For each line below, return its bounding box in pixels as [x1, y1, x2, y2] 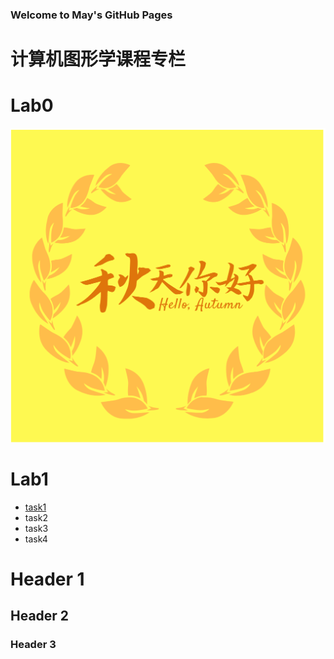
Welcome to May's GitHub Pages [10, 8, 173, 22]
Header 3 [10, 638, 57, 651]
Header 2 [10, 608, 70, 625]
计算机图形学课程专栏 [10, 48, 187, 71]
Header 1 [10, 568, 85, 590]
